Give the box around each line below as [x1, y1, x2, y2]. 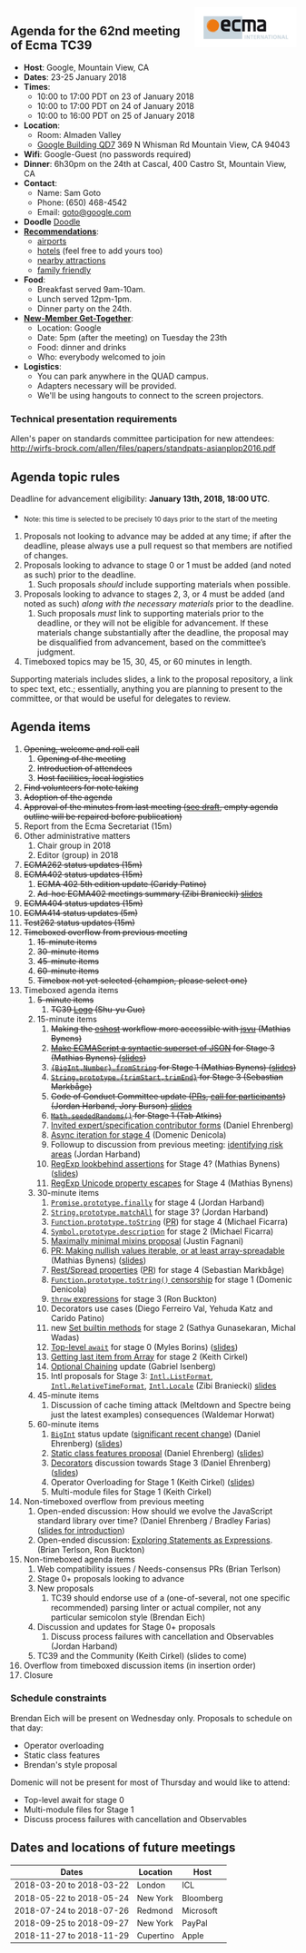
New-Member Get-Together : [23, 312, 134, 323]
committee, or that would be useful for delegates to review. [10, 693, 231, 704]
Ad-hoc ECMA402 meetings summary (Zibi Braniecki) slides [36, 888, 262, 899]
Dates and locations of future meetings [10, 1840, 236, 1856]
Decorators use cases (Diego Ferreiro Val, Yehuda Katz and [50, 1303, 273, 1314]
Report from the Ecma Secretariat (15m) [23, 820, 173, 832]
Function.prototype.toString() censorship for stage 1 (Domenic [50, 1274, 293, 1285]
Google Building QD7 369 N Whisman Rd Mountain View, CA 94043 [36, 139, 291, 150]
